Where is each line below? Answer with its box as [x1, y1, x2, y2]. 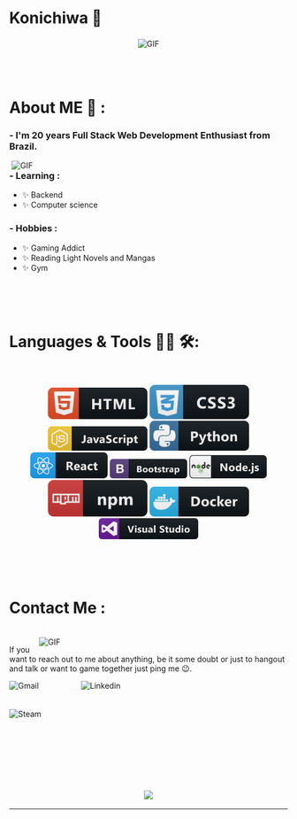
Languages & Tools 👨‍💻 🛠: [9, 331, 200, 352]
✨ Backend [21, 189, 64, 200]
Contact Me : [9, 598, 106, 618]
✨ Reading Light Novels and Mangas [21, 252, 156, 263]
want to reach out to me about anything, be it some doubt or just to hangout [9, 653, 286, 664]
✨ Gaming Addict [21, 243, 86, 253]
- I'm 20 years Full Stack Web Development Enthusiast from [9, 128, 271, 141]
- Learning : [9, 170, 60, 182]
